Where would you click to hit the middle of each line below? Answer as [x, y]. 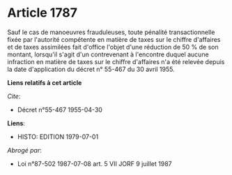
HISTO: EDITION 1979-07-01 [58, 137]
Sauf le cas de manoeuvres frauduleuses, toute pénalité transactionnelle [111, 32]
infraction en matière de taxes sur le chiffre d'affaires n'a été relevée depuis [116, 61]
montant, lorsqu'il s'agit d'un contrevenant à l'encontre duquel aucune [108, 54]
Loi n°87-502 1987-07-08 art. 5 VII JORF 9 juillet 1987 [94, 163]
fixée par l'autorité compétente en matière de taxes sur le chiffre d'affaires [114, 39]
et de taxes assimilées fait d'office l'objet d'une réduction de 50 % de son [113, 47]
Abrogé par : [24, 150]
